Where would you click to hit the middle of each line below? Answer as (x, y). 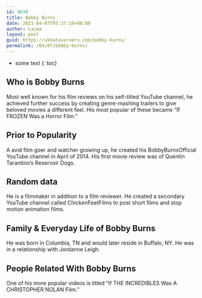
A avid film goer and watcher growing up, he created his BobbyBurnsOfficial (102, 150)
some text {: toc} (36, 63)
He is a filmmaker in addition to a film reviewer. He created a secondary (96, 196)
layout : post (23, 35)
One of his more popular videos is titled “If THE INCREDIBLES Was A (92, 283)
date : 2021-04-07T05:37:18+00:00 (49, 23)
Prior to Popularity (42, 135)
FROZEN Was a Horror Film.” (42, 116)
